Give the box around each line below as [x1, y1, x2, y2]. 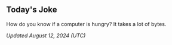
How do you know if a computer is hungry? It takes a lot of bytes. [6, 20, 167, 27]
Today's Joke [6, 5, 58, 15]
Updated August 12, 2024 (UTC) [6, 32, 86, 39]
